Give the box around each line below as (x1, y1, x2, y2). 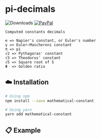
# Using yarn (5, 107, 32, 112)
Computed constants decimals (5, 29, 65, 34)
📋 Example (5, 126, 41, 135)
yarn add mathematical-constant (5, 112, 72, 117)
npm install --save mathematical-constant (5, 98, 94, 103)
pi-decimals (5, 3, 55, 15)
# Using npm (5, 93, 30, 98)
